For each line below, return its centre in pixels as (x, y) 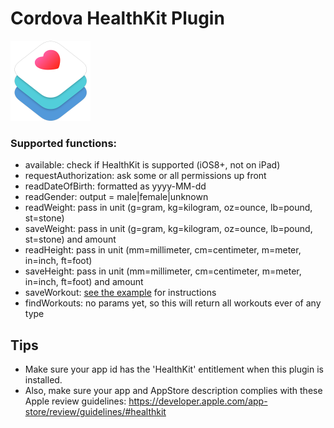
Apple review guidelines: (75, 401)
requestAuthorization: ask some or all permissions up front (145, 176)
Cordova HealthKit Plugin (117, 18)
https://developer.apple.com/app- (198, 401)
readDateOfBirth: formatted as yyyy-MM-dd (115, 186)
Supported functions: (64, 143)
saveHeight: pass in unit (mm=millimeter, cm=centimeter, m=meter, (163, 271)
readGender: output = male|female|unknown (116, 197)
